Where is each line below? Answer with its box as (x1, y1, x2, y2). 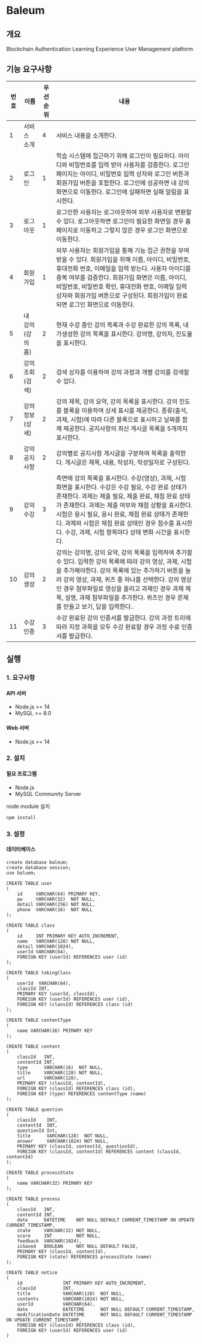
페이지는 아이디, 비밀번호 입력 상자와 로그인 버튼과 (56, 170, 189, 178)
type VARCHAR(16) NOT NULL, (17, 1065, 103, 1071)
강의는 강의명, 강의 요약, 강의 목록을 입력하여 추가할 (56, 548, 193, 557)
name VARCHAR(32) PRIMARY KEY (17, 1180, 93, 1186)
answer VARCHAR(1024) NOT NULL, (17, 1138, 109, 1144)
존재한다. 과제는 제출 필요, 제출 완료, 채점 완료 (56, 492, 178, 500)
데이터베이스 (6, 846, 36, 853)
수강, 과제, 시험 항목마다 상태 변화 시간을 (65, 528, 173, 536)
